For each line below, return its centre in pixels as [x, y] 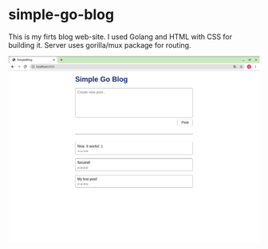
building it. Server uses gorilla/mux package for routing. [100, 45]
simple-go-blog [61, 15]
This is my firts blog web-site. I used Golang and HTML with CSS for [120, 37]
